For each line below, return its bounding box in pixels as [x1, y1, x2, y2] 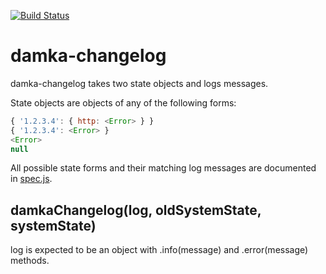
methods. [10, 255, 50, 267]
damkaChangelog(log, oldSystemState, [10, 201, 262, 219]
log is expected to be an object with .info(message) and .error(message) [10, 244, 309, 256]
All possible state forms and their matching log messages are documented [10, 162, 317, 174]
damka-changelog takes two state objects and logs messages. [10, 77, 269, 89]
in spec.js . [10, 173, 53, 185]
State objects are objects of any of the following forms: [10, 96, 237, 109]
